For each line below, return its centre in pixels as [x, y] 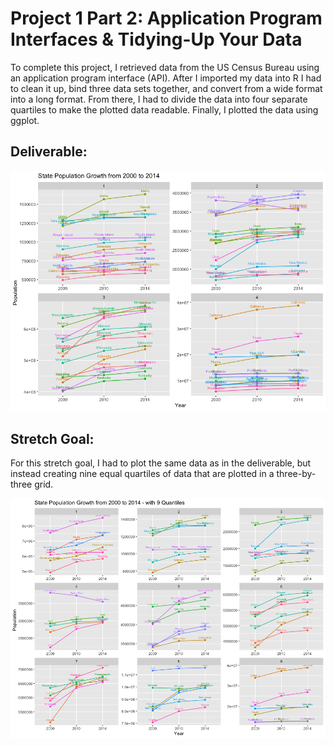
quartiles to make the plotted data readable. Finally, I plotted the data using [164, 109]
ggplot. [25, 120]
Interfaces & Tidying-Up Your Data [156, 39]
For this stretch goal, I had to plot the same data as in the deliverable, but [161, 463]
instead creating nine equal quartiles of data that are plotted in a [142, 474]
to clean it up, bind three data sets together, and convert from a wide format [166, 88]
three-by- [296, 474]
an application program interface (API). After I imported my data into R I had [166, 78]
